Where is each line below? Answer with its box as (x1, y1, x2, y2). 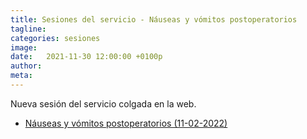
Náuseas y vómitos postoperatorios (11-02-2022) (24, 117, 228, 129)
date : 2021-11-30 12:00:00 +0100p (10, 52, 163, 62)
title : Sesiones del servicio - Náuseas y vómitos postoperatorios (10, 14, 298, 25)
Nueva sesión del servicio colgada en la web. (10, 97, 197, 110)
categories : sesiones (10, 33, 101, 43)
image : (10, 42, 38, 53)
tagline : (10, 24, 47, 34)
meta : (10, 71, 33, 81)
